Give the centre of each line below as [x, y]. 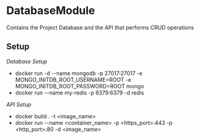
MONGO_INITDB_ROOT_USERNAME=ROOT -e [73, 79]
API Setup [19, 104]
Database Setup [27, 61]
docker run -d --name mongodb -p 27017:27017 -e [79, 73]
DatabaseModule [51, 11]
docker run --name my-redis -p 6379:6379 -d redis [80, 93]
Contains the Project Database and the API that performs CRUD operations [100, 27]
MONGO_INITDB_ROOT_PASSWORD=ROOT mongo [80, 86]
